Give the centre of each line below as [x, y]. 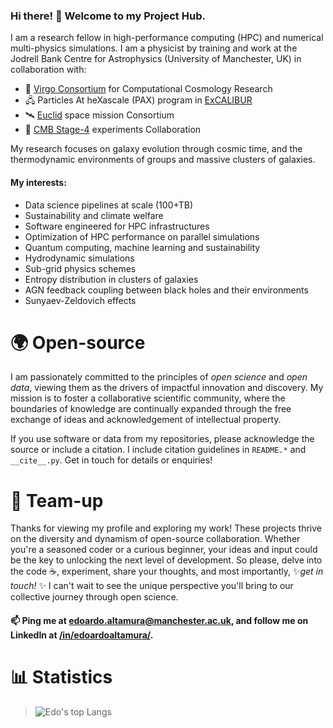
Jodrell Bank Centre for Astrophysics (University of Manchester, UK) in [156, 59]
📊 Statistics [61, 677]
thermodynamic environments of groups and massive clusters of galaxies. [163, 160]
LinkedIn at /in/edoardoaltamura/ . [82, 635]
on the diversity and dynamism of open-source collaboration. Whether [155, 539]
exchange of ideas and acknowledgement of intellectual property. [146, 420]
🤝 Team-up [57, 500]
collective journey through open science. [94, 597]
